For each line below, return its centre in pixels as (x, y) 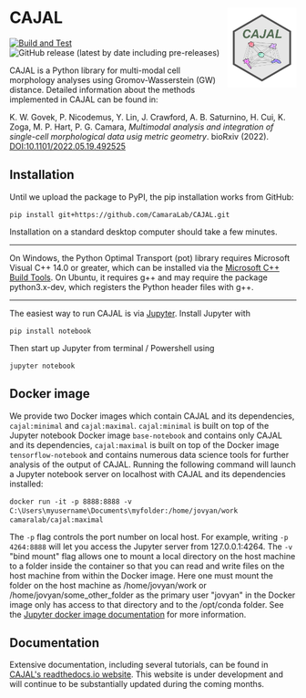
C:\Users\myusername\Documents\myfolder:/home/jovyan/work (124, 510)
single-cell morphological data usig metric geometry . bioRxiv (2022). (139, 136)
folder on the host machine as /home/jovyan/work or (108, 585)
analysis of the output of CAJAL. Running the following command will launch (153, 464)
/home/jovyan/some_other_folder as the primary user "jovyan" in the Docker (153, 595)
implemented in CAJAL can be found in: (84, 99)
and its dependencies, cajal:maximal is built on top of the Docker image (144, 444)
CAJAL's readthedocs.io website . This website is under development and (147, 674)
